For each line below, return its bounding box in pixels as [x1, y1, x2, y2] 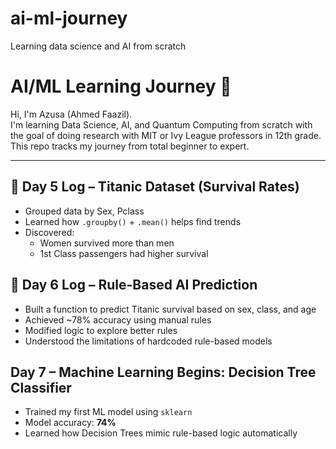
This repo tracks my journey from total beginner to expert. [10, 140, 250, 152]
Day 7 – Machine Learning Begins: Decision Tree [10, 363, 317, 381]
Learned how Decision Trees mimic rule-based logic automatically [24, 427, 298, 439]
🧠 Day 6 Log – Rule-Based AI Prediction [10, 277, 258, 294]
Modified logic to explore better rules [24, 324, 178, 336]
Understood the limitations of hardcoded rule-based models [24, 335, 273, 347]
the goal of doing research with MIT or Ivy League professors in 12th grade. [10, 129, 322, 141]
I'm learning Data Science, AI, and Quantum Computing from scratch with [10, 118, 313, 131]
